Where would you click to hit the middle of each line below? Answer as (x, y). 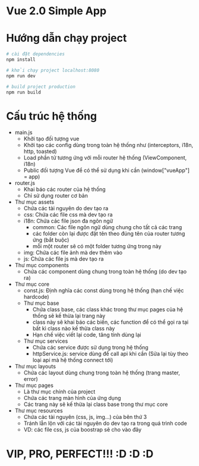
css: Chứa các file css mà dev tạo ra (68, 215)
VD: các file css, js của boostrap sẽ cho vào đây (83, 430)
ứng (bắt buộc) (51, 240)
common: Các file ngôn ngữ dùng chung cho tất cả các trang (107, 227)
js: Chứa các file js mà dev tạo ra (64, 259)
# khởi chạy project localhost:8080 (53, 70)
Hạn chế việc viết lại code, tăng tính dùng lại (87, 335)
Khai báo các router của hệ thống (64, 189)
